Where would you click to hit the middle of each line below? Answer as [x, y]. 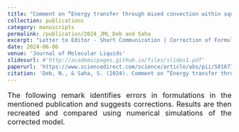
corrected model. [36, 121]
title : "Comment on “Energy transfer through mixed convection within [114, 14]
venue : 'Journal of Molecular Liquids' [67, 54]
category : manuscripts [41, 27]
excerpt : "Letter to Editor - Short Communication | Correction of [110, 40]
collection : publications [46, 21]
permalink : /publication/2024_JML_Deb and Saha [79, 34]
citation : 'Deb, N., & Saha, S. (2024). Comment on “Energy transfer [113, 73]
